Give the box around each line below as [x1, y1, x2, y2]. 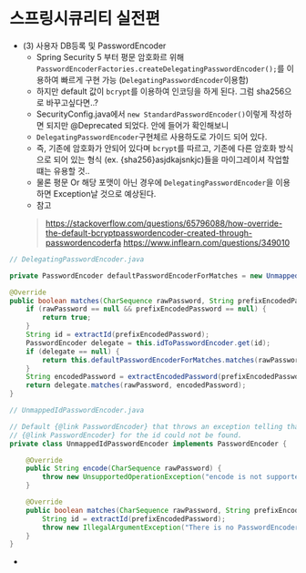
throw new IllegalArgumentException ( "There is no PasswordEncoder [42, 523, 300, 532]
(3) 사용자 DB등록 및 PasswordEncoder [22, 40, 167, 51]
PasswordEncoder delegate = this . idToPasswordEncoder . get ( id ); [25, 338, 271, 347]
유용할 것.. [53, 165, 90, 176]
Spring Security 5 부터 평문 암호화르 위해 [36, 51, 185, 62]
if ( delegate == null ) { [25, 347, 120, 356]
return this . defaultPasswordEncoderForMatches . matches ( [42, 355, 259, 364]
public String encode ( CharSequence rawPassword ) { [25, 464, 222, 474]
